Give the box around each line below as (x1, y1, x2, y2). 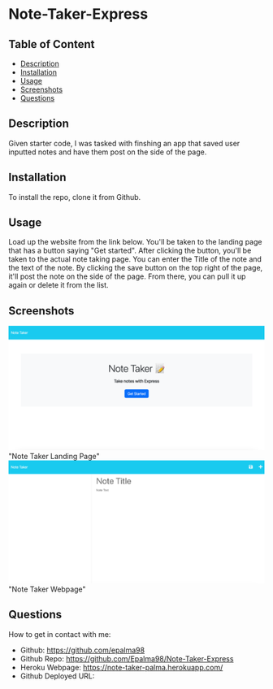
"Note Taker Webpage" (8, 584, 87, 594)
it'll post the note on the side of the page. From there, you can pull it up (8, 271, 246, 281)
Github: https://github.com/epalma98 (19, 645, 145, 655)
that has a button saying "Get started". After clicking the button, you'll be (8, 245, 252, 256)
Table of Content (8, 37, 95, 51)
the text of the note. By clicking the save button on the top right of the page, (8, 263, 263, 273)
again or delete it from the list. (8, 280, 109, 290)
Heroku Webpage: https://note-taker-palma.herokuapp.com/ (19, 662, 223, 672)
